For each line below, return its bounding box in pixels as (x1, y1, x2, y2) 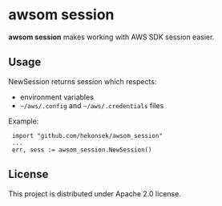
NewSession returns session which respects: (8, 76, 157, 86)
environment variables (19, 92, 95, 102)
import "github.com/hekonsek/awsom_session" (11, 131, 163, 139)
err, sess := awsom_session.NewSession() (11, 146, 152, 154)
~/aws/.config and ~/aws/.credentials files (19, 100, 164, 110)
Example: (8, 116, 39, 126)
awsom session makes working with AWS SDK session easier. (8, 32, 215, 42)
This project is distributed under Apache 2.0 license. (8, 188, 182, 198)
